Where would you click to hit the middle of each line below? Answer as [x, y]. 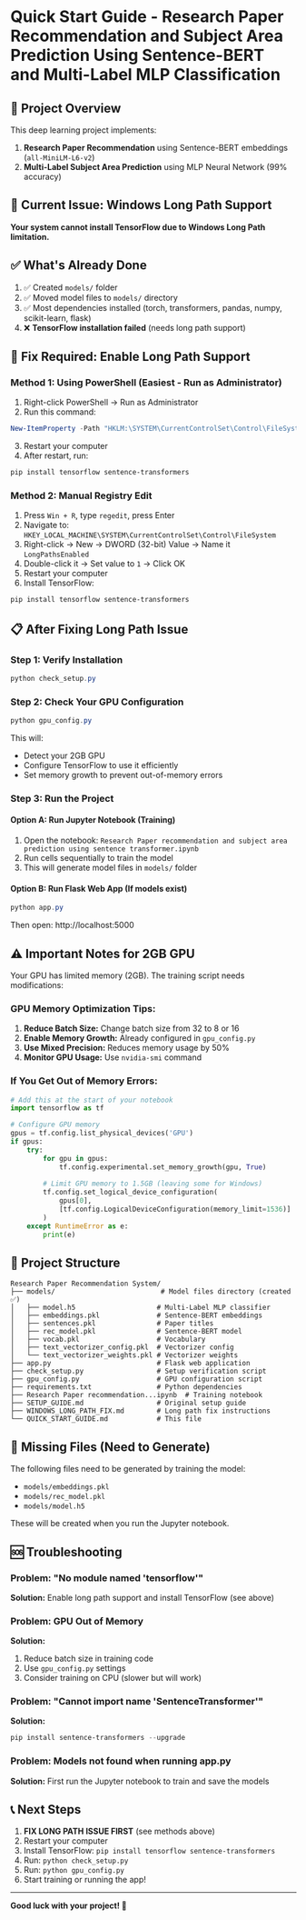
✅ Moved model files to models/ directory [100, 297]
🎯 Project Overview [66, 108]
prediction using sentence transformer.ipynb [111, 849]
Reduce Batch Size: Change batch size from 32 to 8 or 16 [131, 1028]
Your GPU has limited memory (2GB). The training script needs [128, 975]
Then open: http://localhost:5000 [72, 925]
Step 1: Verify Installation [67, 659]
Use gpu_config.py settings [74, 1668]
